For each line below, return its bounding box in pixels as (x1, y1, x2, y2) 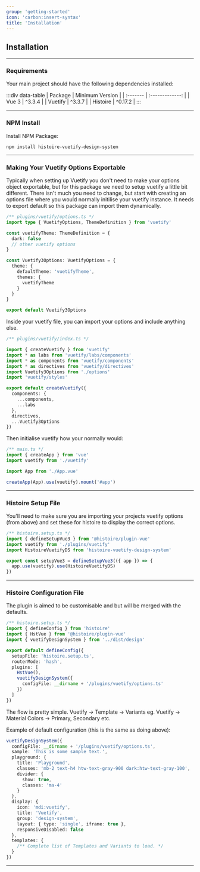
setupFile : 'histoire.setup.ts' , (11, 653, 95, 659)
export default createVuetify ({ (6, 385, 86, 391)
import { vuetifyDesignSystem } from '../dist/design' (6, 637, 145, 643)
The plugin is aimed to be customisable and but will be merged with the (6, 602, 182, 609)
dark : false (11, 235, 42, 242)
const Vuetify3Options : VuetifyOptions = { (6, 257, 116, 263)
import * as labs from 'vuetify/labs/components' (6, 352, 132, 358)
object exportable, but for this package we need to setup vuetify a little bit (6, 183, 187, 191)
